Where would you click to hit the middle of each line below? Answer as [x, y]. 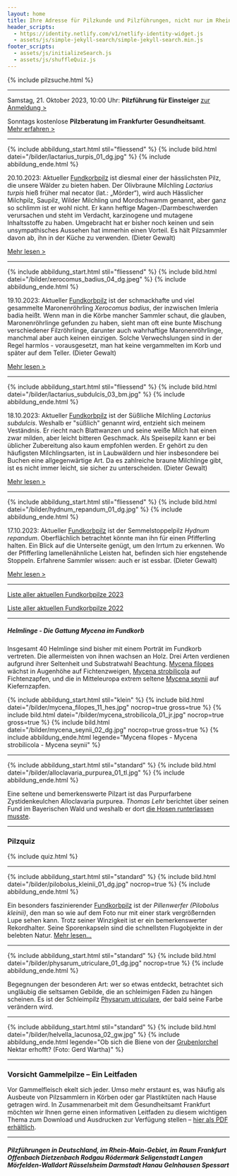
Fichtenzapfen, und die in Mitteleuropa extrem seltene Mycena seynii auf [113, 679]
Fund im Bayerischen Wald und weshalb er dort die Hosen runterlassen [110, 808]
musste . [19, 816]
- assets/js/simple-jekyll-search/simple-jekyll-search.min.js [108, 40]
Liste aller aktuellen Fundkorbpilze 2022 [66, 608]
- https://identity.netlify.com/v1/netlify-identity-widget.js [108, 34]
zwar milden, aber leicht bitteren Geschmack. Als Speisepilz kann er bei [112, 437]
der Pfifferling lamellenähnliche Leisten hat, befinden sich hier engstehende [117, 553]
